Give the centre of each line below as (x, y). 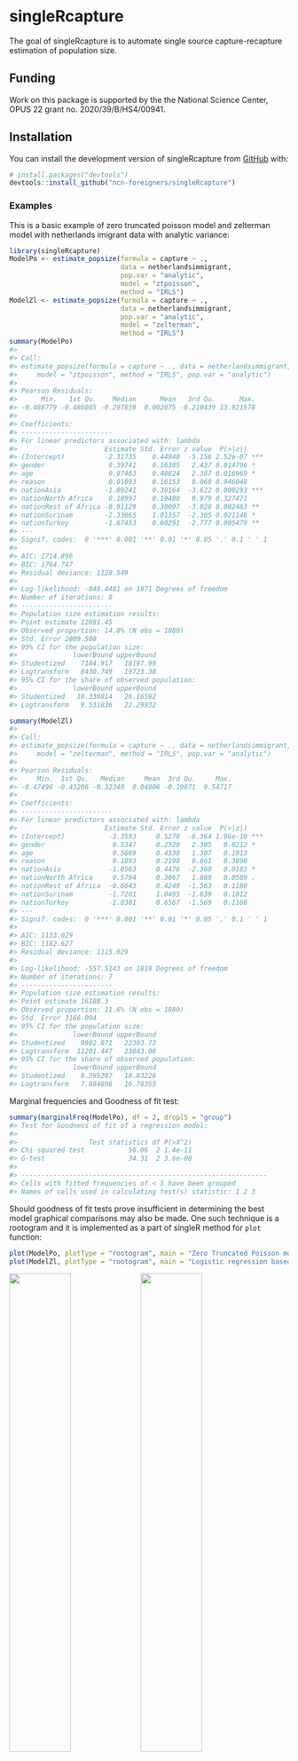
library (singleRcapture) (55, 250)
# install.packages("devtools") (69, 175)
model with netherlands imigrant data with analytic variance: (120, 234)
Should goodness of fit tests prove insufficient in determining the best (137, 1209)
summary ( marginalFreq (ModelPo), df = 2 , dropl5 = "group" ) (121, 1117)
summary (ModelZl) (41, 721)
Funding (32, 79)
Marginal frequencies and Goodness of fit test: (94, 1101)
